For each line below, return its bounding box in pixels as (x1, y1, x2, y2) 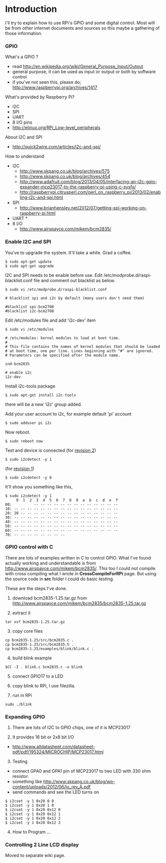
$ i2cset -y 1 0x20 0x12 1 (5, 812, 61, 817)
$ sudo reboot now (5, 438, 43, 443)
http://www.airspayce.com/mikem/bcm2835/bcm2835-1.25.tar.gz (12, 600, 147, 606)
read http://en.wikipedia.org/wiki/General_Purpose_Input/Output (12, 63, 143, 70)
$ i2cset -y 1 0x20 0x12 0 (5, 807, 61, 813)
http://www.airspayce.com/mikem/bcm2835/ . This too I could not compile (5, 565, 156, 571)
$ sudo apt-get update (5, 259, 52, 264)
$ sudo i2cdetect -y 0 (5, 475, 52, 480)
